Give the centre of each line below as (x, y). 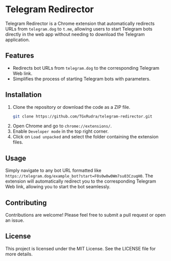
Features (20, 56)
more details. (19, 254)
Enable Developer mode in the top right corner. (60, 131)
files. (18, 142)
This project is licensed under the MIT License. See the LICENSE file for (81, 248)
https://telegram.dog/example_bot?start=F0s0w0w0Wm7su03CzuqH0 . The (79, 176)
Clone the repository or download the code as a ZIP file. (71, 107)
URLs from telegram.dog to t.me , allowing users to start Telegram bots (79, 28)
